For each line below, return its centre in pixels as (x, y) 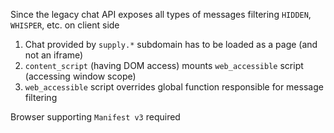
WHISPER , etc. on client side (65, 25)
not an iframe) (54, 55)
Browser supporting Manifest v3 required (95, 117)
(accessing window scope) (80, 76)
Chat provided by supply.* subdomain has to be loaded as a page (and (171, 44)
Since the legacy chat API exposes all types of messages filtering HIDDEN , (161, 14)
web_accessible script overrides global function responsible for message (174, 87)
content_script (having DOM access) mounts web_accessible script (164, 65)
